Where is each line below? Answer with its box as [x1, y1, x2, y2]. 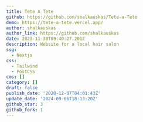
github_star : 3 [6, 101, 43, 107]
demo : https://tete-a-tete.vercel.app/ [6, 19, 104, 25]
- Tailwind [11, 63, 38, 69]
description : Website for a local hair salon [6, 42, 119, 48]
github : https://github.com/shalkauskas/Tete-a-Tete [6, 14, 138, 20]
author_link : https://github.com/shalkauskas [6, 30, 119, 36]
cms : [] [6, 74, 25, 80]
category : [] [6, 80, 38, 86]
